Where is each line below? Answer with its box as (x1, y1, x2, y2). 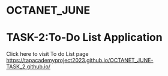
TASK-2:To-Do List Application (6, 31, 163, 45)
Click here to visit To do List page (6, 50, 89, 58)
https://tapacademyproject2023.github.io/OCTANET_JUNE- (6, 57, 154, 64)
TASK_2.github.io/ (6, 63, 51, 70)
